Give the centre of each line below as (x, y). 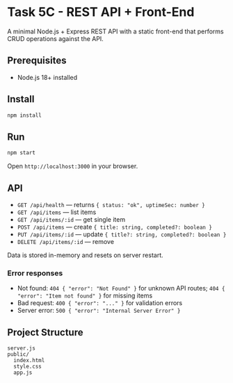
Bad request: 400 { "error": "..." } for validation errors (100, 303)
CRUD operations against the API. (56, 38)
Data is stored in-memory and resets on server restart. (85, 255)
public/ (18, 355)
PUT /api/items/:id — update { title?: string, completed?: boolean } (122, 234)
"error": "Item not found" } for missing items (85, 295)
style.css (27, 367)
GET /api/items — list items (57, 212)
